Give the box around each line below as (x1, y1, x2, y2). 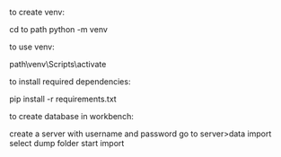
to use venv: (9, 41, 56, 52)
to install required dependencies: (9, 76, 131, 87)
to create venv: (9, 7, 66, 17)
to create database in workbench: (9, 111, 135, 121)
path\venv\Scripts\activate (9, 59, 107, 69)
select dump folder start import (9, 138, 125, 148)
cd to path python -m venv (9, 24, 108, 34)
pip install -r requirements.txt (9, 93, 117, 104)
